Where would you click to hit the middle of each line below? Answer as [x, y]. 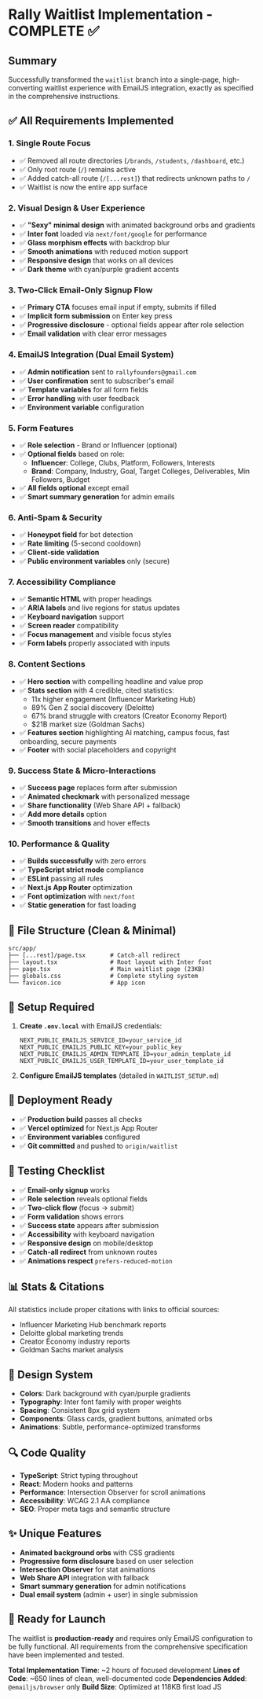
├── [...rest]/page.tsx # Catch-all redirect [94, 956]
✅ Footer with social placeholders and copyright [98, 749]
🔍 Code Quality [47, 1453]
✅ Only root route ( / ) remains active [77, 169]
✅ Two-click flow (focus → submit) [77, 1208]
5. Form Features [41, 428]
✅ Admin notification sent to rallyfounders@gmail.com [108, 372]
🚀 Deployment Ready [60, 1100]
